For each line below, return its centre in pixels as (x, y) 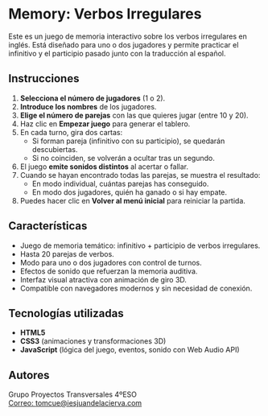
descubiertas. (55, 149)
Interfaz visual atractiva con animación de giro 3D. (103, 279)
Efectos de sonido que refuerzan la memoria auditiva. (109, 271)
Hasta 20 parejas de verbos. (67, 253)
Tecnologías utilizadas (66, 313)
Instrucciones (44, 78)
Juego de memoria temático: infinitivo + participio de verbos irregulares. (140, 245)
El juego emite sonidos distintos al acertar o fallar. (104, 167)
